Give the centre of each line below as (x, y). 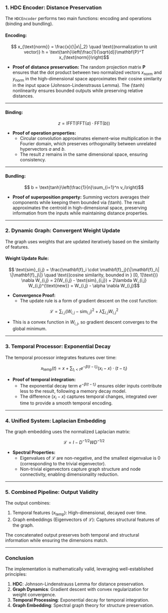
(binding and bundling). (29, 24)
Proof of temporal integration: (44, 380)
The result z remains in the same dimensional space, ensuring (84, 154)
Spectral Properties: (34, 452)
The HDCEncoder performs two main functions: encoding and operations (78, 19)
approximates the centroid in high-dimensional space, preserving (80, 208)
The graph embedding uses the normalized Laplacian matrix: (68, 432)
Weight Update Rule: (27, 258)
